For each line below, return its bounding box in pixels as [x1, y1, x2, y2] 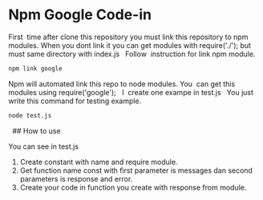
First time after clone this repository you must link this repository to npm [8, 32, 249, 42]
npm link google [8, 64, 63, 73]
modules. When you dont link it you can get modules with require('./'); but [8, 40, 251, 50]
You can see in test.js [8, 142, 79, 151]
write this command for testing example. [8, 96, 142, 106]
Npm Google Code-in [8, 6, 152, 24]
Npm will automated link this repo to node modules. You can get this [8, 78, 236, 89]
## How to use [11, 126, 62, 135]
